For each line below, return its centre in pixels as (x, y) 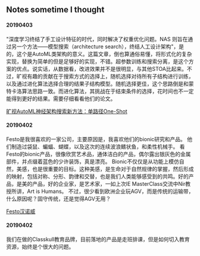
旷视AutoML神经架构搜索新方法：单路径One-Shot (67, 111)
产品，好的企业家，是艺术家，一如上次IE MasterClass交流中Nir (109, 183)
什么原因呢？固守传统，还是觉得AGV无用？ (59, 198)
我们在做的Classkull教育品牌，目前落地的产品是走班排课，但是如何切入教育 (98, 239)
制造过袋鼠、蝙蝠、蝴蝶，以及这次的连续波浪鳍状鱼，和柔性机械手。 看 (98, 146)
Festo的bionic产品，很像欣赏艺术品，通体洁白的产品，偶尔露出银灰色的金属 (99, 154)
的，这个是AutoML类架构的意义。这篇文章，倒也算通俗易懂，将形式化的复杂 (99, 54)
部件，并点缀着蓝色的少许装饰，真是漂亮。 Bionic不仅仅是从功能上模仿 (93, 161)
